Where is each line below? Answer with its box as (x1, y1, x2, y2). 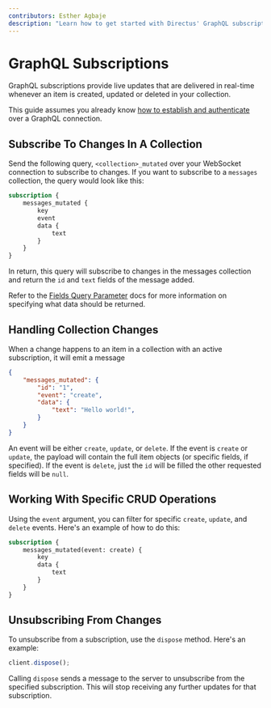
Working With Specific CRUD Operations (8, 493, 217, 507)
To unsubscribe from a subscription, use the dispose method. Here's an (8, 634, 246, 644)
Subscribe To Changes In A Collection (8, 137, 203, 151)
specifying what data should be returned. (8, 299, 146, 309)
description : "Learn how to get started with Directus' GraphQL (8, 19, 229, 28)
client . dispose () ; (8, 659, 70, 668)
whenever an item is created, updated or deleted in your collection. (8, 90, 231, 100)
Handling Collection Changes (8, 323, 159, 337)
